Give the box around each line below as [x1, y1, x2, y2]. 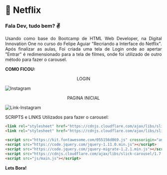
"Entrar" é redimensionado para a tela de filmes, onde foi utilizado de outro [5, 52, 162, 58]
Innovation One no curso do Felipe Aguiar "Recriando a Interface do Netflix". [5, 41, 162, 47]
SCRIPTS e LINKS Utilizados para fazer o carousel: [5, 114, 109, 120]
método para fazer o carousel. [5, 57, 67, 62]
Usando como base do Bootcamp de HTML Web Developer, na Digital [5, 36, 162, 42]
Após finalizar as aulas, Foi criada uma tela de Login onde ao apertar [5, 46, 162, 52]
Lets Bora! [5, 165, 27, 171]
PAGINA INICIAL [67, 95, 100, 101]
